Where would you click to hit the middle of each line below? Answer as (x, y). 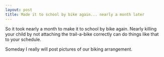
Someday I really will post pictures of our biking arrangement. (69, 49)
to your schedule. (23, 39)
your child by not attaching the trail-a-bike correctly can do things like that (82, 34)
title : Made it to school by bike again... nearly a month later (75, 14)
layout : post (19, 10)
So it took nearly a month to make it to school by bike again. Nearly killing (81, 28)
